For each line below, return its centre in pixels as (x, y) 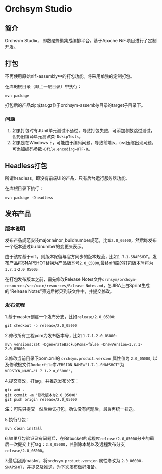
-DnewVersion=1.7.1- (121, 344)
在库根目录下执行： (24, 188)
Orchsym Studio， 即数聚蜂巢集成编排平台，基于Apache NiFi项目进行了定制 (81, 41)
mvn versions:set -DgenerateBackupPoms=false (52, 344)
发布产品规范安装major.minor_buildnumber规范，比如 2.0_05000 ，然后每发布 (81, 240)
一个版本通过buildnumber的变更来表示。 (45, 246)
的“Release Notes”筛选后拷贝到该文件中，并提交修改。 (60, 291)
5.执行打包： (18, 419)
